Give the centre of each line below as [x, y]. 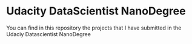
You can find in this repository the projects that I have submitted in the [94, 28]
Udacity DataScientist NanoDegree [96, 11]
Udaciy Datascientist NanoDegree [48, 34]
